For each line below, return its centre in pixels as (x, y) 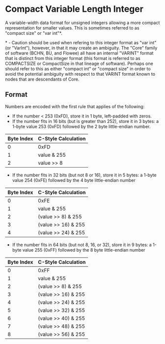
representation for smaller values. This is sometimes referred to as (72, 28)
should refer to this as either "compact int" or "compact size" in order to (78, 69)
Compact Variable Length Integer (74, 9)
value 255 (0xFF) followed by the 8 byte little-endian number (84, 250)
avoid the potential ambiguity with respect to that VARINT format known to (80, 74)
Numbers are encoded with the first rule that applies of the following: (75, 106)
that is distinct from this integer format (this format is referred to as (73, 58)
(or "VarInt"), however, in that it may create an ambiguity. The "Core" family (81, 48)
